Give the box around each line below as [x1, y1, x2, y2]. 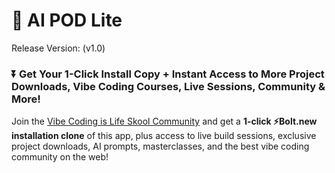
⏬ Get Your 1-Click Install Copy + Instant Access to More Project [11, 67, 325, 81]
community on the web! [11, 151, 109, 163]
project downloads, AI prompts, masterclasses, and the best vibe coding [11, 140, 310, 153]
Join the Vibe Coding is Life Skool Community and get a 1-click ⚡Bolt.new [11, 115, 318, 128]
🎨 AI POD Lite [11, 9, 123, 32]
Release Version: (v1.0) [11, 42, 106, 54]
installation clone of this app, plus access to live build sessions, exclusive [11, 130, 317, 142]
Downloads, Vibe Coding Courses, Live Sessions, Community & [11, 79, 326, 93]
